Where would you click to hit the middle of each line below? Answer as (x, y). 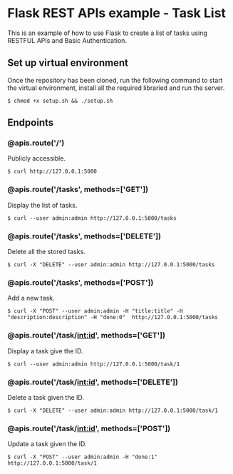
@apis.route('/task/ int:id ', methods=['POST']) (89, 428)
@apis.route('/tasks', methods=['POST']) (81, 282)
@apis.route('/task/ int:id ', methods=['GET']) (87, 336)
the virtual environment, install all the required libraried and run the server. (116, 88)
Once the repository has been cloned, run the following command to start (115, 80)
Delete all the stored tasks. (46, 252)
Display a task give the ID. (45, 351)
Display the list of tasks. (42, 205)
